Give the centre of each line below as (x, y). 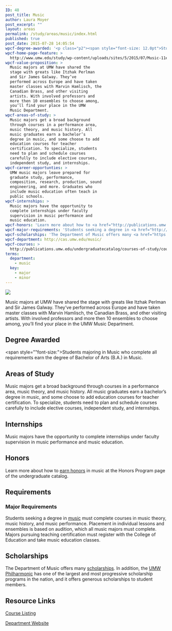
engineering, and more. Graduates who (51, 187)
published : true (23, 39)
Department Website (27, 623)
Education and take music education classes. (53, 540)
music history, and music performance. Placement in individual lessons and (85, 523)
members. (16, 585)
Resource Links (30, 601)
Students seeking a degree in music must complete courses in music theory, (86, 518)
